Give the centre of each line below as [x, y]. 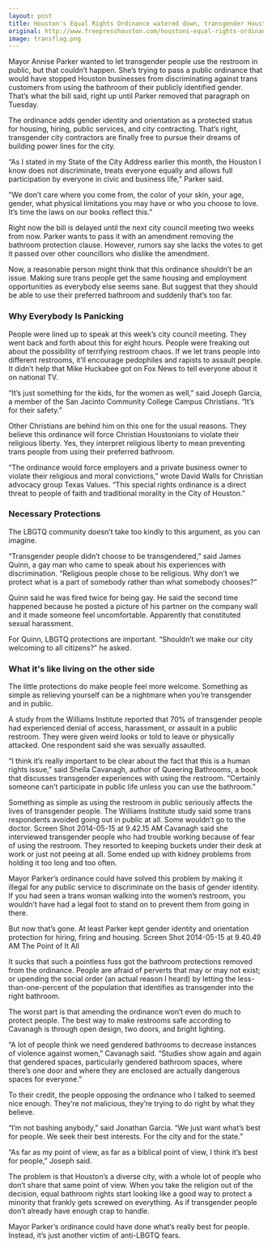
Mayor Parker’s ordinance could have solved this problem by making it [125, 879]
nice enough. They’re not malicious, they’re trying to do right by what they [132, 1104]
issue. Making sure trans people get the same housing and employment [127, 278]
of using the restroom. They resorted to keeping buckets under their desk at [135, 846]
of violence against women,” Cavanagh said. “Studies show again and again [135, 1053]
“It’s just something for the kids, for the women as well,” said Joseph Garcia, [135, 392]
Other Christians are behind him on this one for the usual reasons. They [127, 426]
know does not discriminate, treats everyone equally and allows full [121, 170]
